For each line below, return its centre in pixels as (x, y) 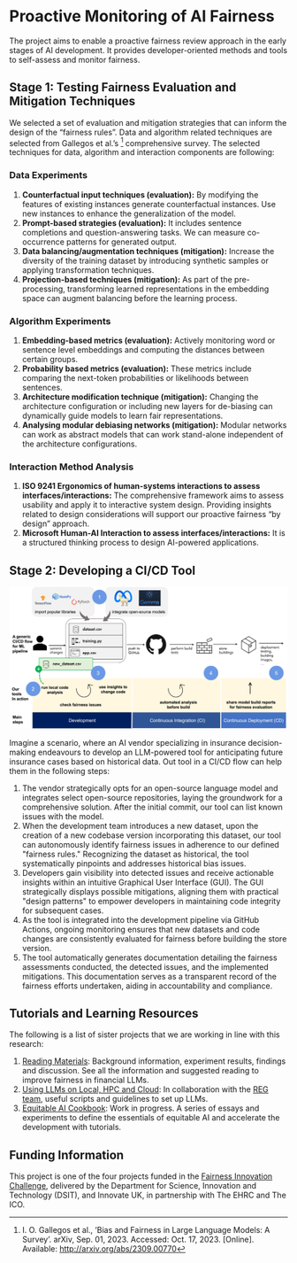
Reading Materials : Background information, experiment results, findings (154, 1061)
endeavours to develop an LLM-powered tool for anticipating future (160, 752)
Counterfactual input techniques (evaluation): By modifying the (140, 194)
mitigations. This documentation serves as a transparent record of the (149, 976)
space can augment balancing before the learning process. (129, 298)
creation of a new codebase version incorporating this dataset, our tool (151, 835)
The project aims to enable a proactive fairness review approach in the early (148, 41)
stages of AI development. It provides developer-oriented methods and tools (148, 50)
